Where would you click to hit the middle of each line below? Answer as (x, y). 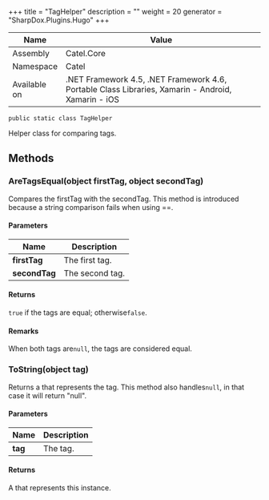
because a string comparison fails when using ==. (91, 207)
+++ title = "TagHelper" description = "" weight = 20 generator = (115, 12)
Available (29, 85)
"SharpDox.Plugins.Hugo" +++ (59, 20)
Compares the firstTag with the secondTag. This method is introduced (124, 199)
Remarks (24, 331)
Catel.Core (86, 53)
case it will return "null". (47, 395)
